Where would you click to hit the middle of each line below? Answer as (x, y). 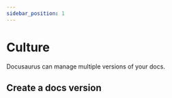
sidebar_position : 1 (36, 13)
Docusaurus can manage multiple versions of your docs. (86, 66)
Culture (28, 47)
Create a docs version (54, 87)
